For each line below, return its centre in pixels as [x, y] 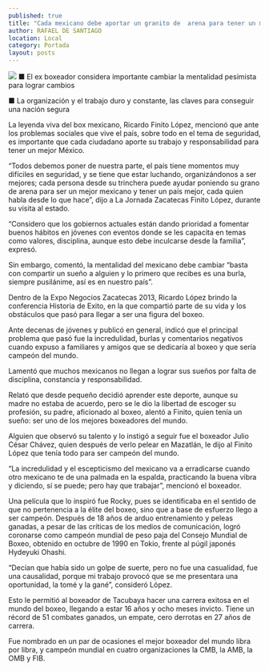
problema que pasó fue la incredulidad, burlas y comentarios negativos [126, 338]
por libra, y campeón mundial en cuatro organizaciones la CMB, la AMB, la [131, 650]
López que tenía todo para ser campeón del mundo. [94, 453]
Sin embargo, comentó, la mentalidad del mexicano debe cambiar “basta [128, 265]
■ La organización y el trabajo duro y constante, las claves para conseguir [131, 100]
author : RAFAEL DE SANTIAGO [55, 30]
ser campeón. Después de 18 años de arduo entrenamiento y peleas [121, 518]
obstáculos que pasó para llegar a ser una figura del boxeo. [106, 314]
